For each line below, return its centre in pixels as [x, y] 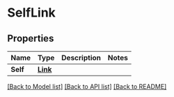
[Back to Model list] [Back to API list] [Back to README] [87, 87]
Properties [31, 38]
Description [81, 58]
